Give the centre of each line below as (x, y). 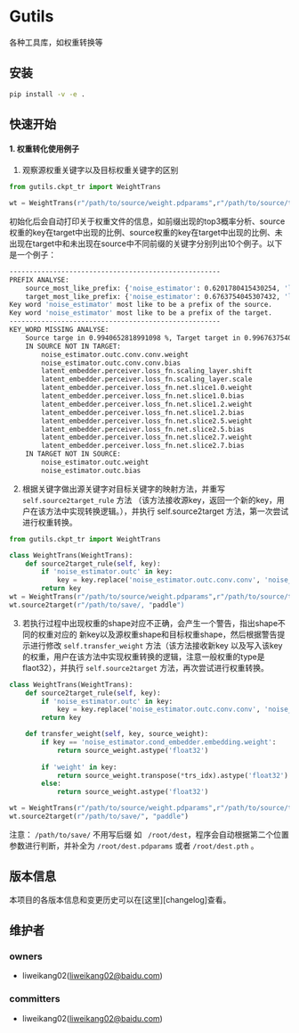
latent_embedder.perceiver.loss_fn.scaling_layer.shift (147, 371)
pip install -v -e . (48, 94)
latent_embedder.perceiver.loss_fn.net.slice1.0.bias (143, 396)
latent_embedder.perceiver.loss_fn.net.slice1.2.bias (143, 412)
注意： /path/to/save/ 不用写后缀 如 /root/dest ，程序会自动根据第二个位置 (149, 834)
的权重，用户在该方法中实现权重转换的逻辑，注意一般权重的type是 (143, 657)
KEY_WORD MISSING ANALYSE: (59, 330)
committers (35, 999)
